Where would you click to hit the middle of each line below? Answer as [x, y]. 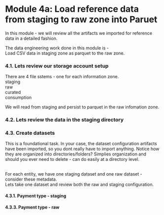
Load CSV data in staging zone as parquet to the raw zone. [65, 53]
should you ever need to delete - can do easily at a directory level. [72, 159]
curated [13, 92]
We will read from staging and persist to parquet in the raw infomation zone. [82, 107]
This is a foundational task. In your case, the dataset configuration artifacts [81, 144]
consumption [18, 97]
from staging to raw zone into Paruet [81, 19]
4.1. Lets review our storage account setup [57, 66]
